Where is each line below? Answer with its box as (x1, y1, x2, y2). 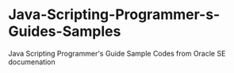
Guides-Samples (8, 22, 121, 40)
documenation (8, 57, 56, 67)
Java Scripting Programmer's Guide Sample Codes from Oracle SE (8, 48, 226, 58)
